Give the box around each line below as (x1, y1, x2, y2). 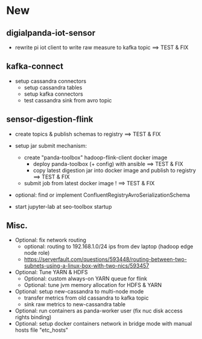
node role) (24, 249, 50, 257)
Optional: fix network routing (14, 237, 86, 244)
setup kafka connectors (24, 90, 83, 97)
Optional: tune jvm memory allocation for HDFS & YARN (24, 281, 162, 289)
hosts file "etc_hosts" (14, 326, 68, 334)
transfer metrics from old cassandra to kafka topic (24, 294, 149, 301)
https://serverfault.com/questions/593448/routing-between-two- (24, 255, 187, 263)
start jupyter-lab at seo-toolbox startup (14, 203, 112, 210)
